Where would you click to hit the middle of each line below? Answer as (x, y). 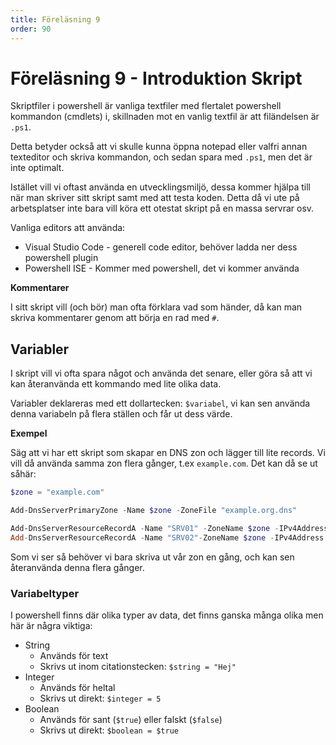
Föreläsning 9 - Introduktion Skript (156, 78)
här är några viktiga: (51, 626)
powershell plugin (61, 258)
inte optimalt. (37, 168)
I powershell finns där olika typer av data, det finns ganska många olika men (167, 615)
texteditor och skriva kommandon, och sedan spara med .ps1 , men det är (161, 157)
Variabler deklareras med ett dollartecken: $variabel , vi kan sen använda (160, 403)
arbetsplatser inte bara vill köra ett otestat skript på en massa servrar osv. (162, 208)
